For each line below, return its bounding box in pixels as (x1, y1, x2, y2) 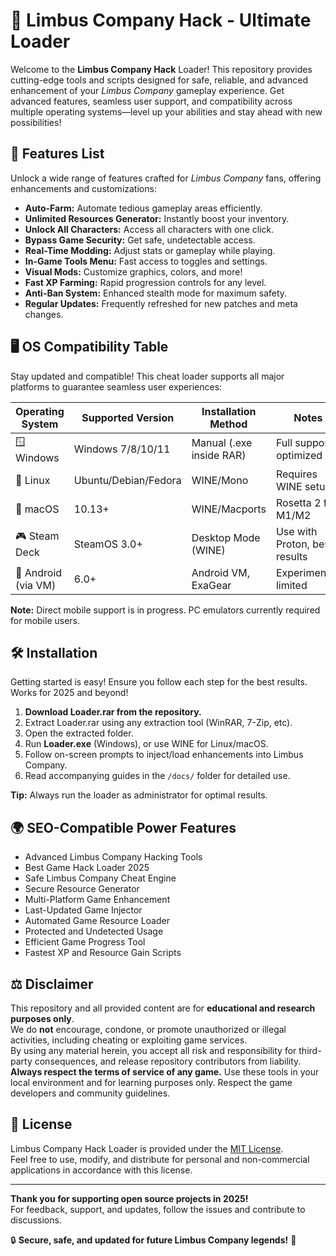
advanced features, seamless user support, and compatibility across (10, 95, 293, 107)
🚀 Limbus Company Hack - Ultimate (10, 9, 312, 32)
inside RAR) (191, 449, 247, 463)
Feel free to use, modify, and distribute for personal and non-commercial (10, 1153, 310, 1165)
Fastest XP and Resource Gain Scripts (24, 947, 182, 959)
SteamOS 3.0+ (73, 537, 143, 551)
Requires (275, 467, 318, 481)
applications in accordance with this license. (10, 1164, 193, 1176)
